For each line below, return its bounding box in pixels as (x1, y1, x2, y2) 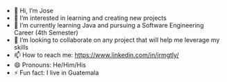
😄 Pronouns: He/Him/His (13, 61, 87, 69)
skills (13, 43, 29, 51)
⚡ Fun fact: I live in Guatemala (13, 69, 99, 76)
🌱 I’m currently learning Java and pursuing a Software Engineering (13, 21, 204, 29)
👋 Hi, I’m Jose (13, 7, 53, 14)
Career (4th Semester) (13, 28, 78, 37)
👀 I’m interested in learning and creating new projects (13, 14, 167, 22)
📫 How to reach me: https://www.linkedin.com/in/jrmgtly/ (13, 51, 179, 59)
